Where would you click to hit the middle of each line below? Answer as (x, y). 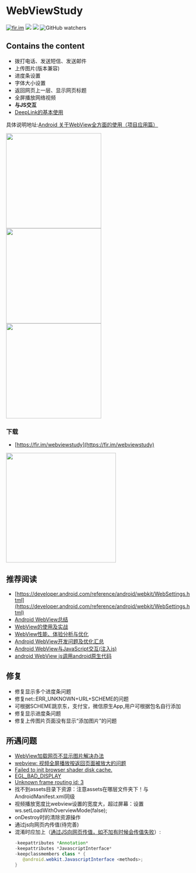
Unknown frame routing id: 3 (49, 782)
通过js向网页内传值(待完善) (47, 825)
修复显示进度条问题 (38, 713)
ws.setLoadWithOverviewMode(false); (61, 810)
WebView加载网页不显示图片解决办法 (59, 756)
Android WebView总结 (41, 619)
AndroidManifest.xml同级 (45, 796)
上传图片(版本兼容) (37, 68)
